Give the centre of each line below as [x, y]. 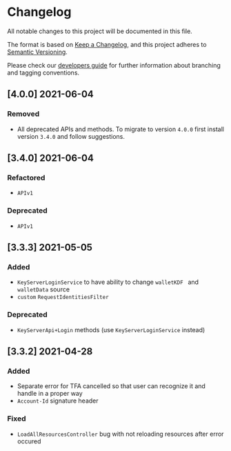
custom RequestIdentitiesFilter [63, 298]
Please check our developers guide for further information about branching [114, 65]
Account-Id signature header [58, 401]
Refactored [26, 177]
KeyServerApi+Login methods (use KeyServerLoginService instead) [111, 329]
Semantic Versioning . [37, 52]
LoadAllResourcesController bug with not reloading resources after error [120, 434]
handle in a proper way [50, 394]
